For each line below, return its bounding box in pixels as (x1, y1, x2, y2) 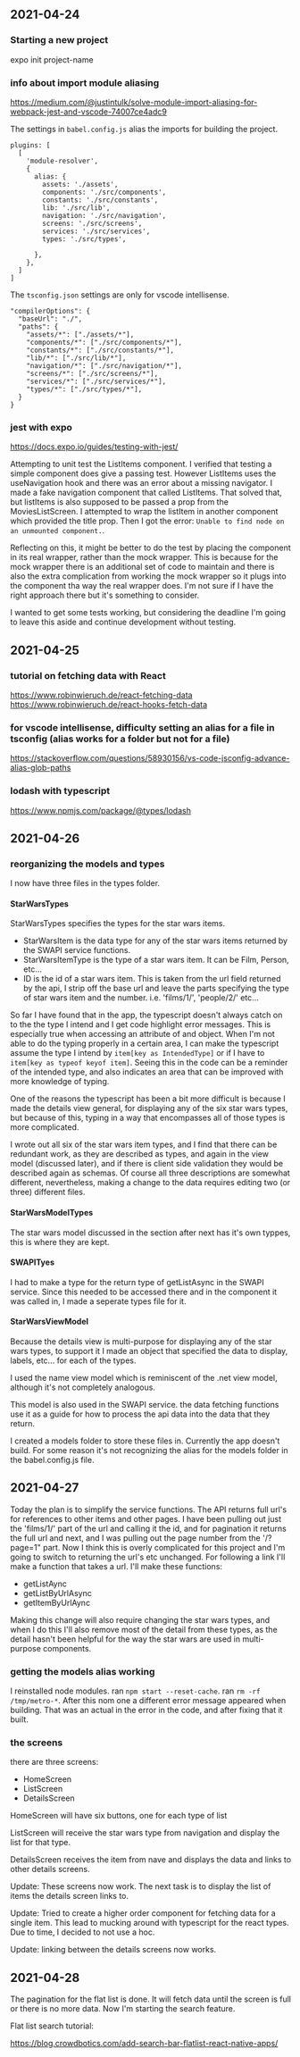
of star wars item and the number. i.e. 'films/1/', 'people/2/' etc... (22, 992, 260, 1003)
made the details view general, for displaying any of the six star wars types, (10, 1103, 288, 1114)
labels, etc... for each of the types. (10, 1355, 137, 1366)
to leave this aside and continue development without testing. (10, 616, 237, 628)
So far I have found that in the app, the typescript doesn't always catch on (10, 1009, 283, 1021)
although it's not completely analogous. (10, 1382, 155, 1392)
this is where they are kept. (10, 1236, 110, 1247)
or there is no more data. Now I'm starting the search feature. (10, 2003, 236, 2014)
